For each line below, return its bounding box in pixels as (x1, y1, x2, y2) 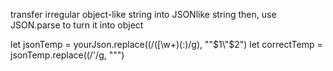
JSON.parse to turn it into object (10, 19, 144, 31)
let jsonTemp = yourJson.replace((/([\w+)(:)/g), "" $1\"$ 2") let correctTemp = (10, 39, 323, 50)
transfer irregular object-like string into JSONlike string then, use (10, 9, 277, 20)
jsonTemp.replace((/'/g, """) (10, 49, 125, 61)
